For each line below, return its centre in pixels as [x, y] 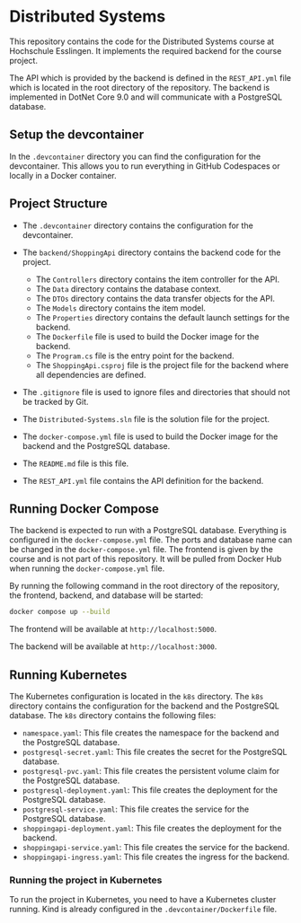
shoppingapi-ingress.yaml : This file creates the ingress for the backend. [156, 857]
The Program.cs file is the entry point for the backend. [135, 356]
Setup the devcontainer [77, 135]
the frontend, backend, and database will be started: [106, 595]
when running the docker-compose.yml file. [87, 568]
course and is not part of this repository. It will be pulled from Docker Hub [146, 559]
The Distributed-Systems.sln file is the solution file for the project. [146, 418]
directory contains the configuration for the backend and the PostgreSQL [145, 706]
